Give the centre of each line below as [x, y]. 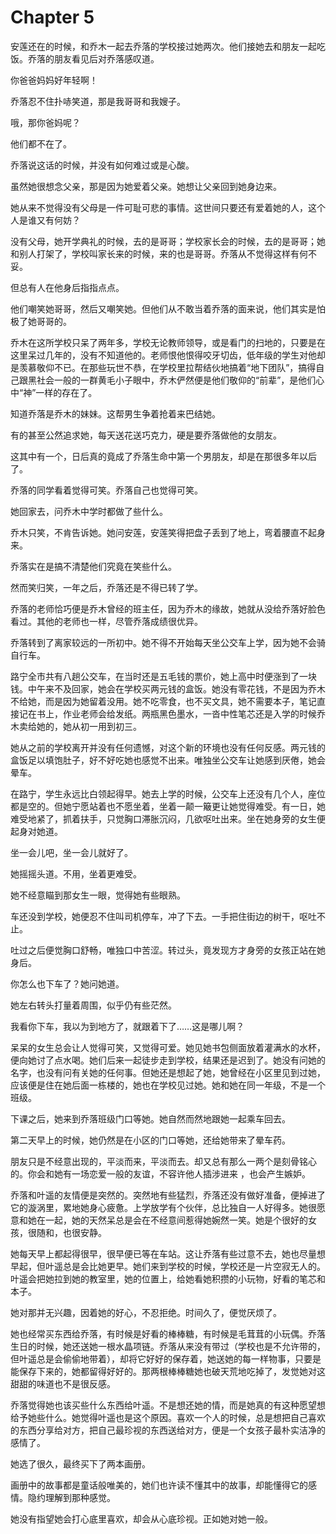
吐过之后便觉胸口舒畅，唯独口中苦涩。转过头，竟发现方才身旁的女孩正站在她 [168, 950]
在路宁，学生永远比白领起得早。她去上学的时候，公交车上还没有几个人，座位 [168, 793]
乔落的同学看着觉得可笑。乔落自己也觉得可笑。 [106, 490]
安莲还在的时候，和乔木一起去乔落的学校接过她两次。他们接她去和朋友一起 [163, 46]
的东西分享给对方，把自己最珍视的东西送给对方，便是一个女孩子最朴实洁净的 [168, 1430]
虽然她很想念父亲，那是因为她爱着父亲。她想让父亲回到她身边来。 [146, 186]
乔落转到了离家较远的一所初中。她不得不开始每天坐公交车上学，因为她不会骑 [168, 642]
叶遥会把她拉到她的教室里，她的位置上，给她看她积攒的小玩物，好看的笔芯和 [168, 1278]
